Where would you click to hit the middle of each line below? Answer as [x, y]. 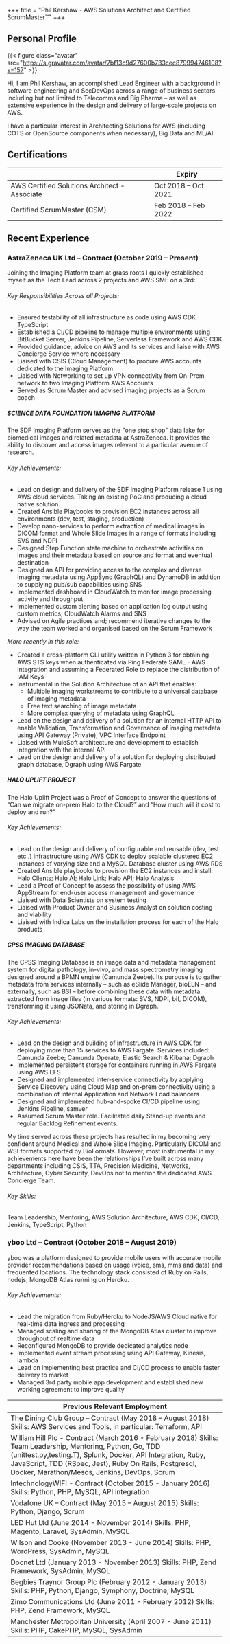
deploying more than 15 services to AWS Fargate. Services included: [113, 1050]
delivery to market [42, 1375]
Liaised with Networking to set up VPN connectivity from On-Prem [111, 375]
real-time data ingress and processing [71, 1324]
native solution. [38, 504]
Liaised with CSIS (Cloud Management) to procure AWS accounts [109, 361]
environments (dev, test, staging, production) [80, 519]
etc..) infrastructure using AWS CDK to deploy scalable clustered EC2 [115, 856]
